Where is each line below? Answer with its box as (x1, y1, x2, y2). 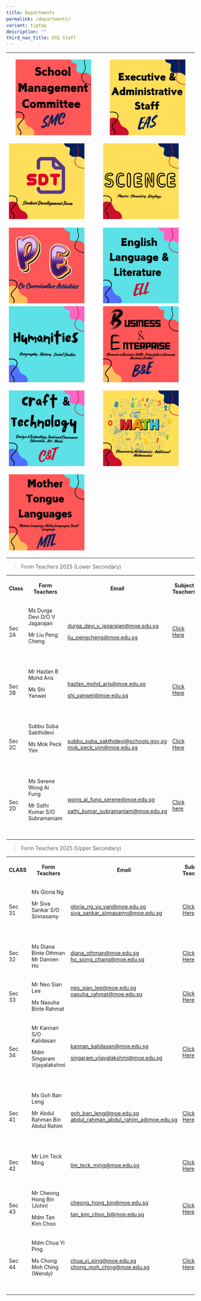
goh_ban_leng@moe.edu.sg (70, 1109, 139, 1117)
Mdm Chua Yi (31, 1239, 65, 1246)
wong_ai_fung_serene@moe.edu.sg (67, 796, 156, 803)
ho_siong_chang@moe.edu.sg (70, 956, 145, 963)
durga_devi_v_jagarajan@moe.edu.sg (67, 622, 159, 629)
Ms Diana (31, 943, 55, 951)
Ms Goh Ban (31, 1091, 62, 1099)
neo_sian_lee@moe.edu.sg (70, 984, 136, 991)
